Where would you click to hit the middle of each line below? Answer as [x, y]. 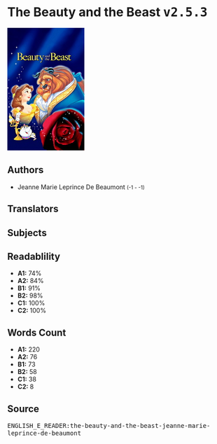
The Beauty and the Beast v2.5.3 [107, 12]
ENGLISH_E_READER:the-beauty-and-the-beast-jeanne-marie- [109, 425]
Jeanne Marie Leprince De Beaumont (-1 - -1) [81, 187]
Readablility [34, 256]
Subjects [27, 233]
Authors [26, 170]
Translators [33, 209]
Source [23, 409]
